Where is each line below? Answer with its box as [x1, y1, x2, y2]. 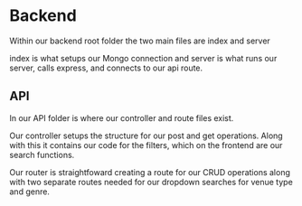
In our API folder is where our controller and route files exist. [9, 112, 234, 123]
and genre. [9, 186, 50, 197]
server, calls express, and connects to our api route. [9, 62, 203, 73]
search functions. [9, 149, 75, 160]
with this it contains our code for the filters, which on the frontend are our [9, 139, 283, 150]
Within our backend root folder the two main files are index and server [9, 35, 271, 46]
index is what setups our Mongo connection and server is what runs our [9, 52, 278, 63]
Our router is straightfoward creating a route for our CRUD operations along [9, 166, 291, 177]
